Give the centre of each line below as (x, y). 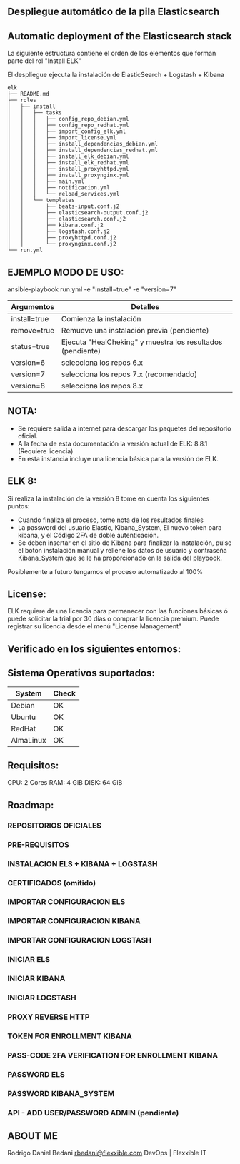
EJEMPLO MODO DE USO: (66, 272)
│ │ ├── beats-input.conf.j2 (64, 206)
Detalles (145, 307)
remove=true (33, 331)
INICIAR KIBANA (36, 979)
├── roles (22, 100)
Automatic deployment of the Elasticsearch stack (120, 36)
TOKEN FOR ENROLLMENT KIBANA (70, 1036)
